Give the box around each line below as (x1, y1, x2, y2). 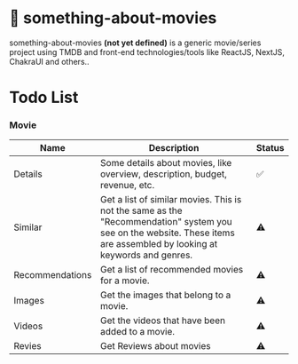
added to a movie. (100, 326, 176, 338)
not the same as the (100, 204, 184, 217)
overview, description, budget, (100, 168, 228, 180)
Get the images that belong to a (100, 289, 231, 301)
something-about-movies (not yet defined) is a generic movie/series (9, 37, 262, 48)
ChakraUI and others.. (9, 56, 90, 67)
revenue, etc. (100, 179, 155, 192)
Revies (13, 340, 42, 352)
